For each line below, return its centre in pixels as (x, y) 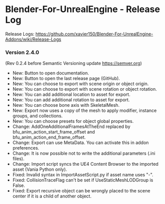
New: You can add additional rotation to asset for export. (71, 100)
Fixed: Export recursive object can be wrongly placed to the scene (81, 191)
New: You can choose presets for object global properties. (73, 121)
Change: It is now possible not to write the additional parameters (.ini (84, 153)
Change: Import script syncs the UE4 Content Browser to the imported (85, 164)
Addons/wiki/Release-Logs (33, 39)
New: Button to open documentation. (51, 73)
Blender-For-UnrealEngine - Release (82, 9)
